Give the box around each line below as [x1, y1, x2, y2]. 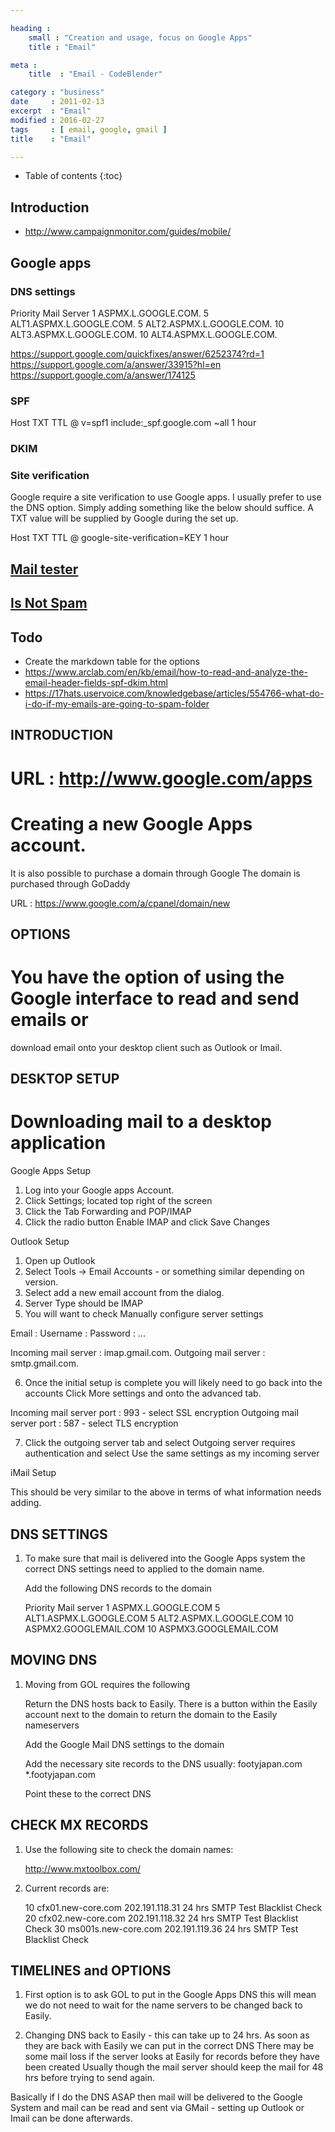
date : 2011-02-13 [10, 97, 105, 107]
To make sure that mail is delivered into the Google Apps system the [24, 1552, 306, 1564]
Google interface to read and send [10, 987, 300, 1010]
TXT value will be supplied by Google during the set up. [10, 512, 239, 525]
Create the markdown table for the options [24, 655, 200, 667]
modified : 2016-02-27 [10, 115, 105, 125]
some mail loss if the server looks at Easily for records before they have [24, 2051, 320, 2063]
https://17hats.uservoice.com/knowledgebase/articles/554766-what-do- [24, 687, 325, 699]
